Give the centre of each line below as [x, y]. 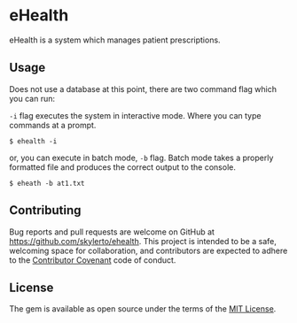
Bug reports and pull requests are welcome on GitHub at [112, 232]
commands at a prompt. [53, 125]
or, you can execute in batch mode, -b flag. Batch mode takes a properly [141, 158]
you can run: [32, 98]
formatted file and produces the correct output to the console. [123, 167]
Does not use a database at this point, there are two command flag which [143, 88]
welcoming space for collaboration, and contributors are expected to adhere [148, 250]
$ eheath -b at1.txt [47, 183]
